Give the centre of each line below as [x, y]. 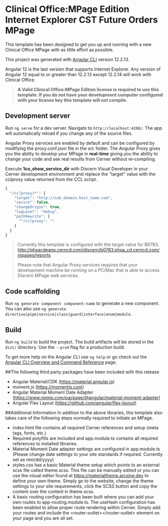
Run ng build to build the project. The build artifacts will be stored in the [79, 342]
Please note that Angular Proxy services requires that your [77, 265]
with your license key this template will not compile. [72, 100]
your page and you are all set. [43, 518]
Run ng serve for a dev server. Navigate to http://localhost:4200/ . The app [84, 128]
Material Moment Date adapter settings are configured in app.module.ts [86, 449]
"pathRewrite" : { [32, 216]
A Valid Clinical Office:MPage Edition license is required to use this [88, 89]
